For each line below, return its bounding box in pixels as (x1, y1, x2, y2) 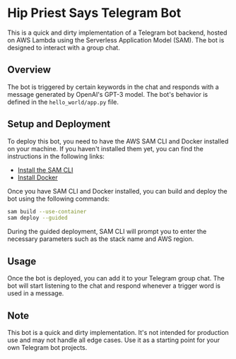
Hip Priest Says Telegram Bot (7, 5, 182, 21)
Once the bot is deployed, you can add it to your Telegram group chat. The (7, 274, 225, 283)
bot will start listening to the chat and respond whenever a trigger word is (7, 281, 221, 290)
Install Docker (17, 173, 58, 182)
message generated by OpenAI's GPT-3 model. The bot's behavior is (7, 90, 208, 98)
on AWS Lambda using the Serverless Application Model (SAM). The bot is (7, 35, 225, 44)
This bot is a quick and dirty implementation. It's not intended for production (7, 328, 230, 336)
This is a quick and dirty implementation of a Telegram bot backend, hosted (7, 28, 228, 37)
